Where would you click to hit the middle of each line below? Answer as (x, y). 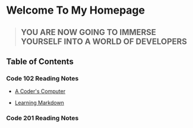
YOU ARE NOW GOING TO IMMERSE (88, 32)
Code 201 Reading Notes (42, 118)
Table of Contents (40, 61)
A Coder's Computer (40, 91)
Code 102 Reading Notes (42, 78)
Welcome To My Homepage (76, 10)
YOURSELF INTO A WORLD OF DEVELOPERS (104, 41)
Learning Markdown (39, 103)
